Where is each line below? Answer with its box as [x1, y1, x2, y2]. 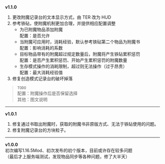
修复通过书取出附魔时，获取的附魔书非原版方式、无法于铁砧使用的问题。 [12, 121, 159, 127]
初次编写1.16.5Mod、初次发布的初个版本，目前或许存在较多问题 [5, 147, 133, 153]
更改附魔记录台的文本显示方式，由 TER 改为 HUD [12, 14, 111, 20]
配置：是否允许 [19, 33, 50, 38]
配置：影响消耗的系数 [19, 45, 63, 51]
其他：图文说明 [17, 97, 48, 102]
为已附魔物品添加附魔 [19, 27, 63, 32]
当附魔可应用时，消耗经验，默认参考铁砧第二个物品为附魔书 [19, 39, 140, 45]
